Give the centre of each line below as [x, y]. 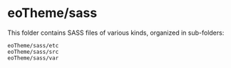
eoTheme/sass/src [33, 52]
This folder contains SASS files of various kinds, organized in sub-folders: [116, 33]
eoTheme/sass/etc [33, 45]
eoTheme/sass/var [33, 58]
